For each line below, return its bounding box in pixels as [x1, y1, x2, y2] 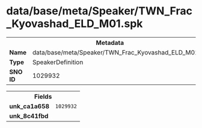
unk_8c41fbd [9, 112, 49, 120]
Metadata [96, 38, 124, 47]
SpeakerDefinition [32, 58, 84, 66]
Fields [34, 92, 52, 100]
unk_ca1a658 [9, 102, 50, 110]
